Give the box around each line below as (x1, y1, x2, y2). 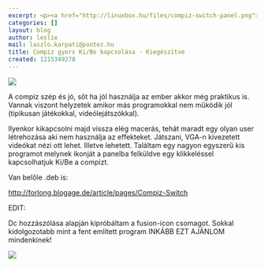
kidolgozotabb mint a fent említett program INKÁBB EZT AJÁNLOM (8, 226, 225, 236)
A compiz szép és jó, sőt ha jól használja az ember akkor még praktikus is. (8, 91, 250, 101)
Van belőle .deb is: (8, 172, 69, 182)
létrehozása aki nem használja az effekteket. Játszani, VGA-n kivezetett (8, 132, 241, 142)
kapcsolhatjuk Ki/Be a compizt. (8, 157, 109, 166)
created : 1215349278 (8, 56, 77, 64)
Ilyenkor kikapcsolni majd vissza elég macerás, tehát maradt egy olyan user (8, 124, 254, 133)
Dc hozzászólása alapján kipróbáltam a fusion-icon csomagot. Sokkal (8, 218, 234, 228)
